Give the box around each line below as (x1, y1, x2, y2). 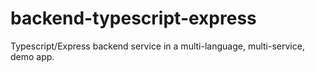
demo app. (10, 50, 55, 62)
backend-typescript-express (10, 7, 257, 30)
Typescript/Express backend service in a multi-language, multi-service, (10, 40, 305, 52)
